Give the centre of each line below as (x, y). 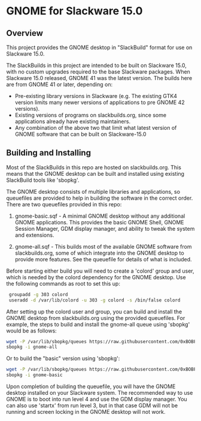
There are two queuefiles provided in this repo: (64, 204)
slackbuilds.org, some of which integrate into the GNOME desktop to (99, 253)
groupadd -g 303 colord (38, 294)
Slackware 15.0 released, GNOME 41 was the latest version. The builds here (99, 78)
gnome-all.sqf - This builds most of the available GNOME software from (103, 246)
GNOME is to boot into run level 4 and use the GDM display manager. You (97, 399)
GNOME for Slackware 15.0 (74, 11)
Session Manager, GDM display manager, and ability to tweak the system (105, 228)
